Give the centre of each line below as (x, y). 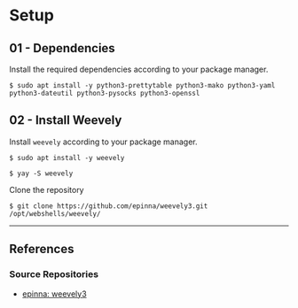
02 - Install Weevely (66, 120)
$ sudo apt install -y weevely (67, 158)
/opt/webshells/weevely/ (55, 213)
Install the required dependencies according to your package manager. (139, 69)
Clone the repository (47, 189)
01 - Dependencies (62, 48)
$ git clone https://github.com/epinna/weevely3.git (109, 206)
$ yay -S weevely (41, 173)
